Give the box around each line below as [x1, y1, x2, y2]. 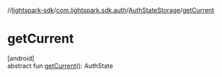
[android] [7, 54, 35, 62]
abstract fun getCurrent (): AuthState [7, 61, 113, 70]
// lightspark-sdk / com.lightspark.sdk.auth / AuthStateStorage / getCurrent [7, 6, 215, 14]
